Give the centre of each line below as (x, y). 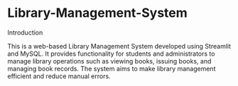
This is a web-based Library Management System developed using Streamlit (119, 46)
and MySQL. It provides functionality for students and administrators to (111, 54)
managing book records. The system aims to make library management (112, 68)
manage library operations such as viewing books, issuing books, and (109, 61)
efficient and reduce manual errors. (59, 76)
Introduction (25, 32)
